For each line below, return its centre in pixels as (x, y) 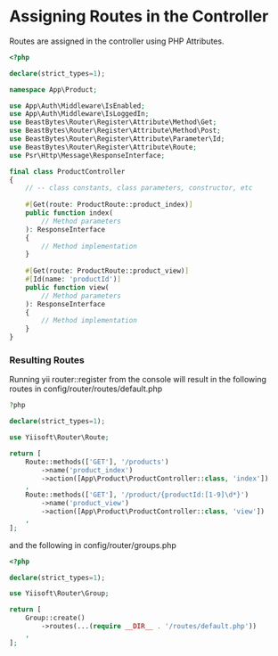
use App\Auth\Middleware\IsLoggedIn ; (79, 114)
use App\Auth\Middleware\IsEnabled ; (77, 106)
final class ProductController (67, 171)
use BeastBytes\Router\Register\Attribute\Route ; (103, 147)
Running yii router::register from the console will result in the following (138, 380)
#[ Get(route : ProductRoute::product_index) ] (109, 205)
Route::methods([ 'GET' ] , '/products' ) (97, 462)
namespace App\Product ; (53, 90)
